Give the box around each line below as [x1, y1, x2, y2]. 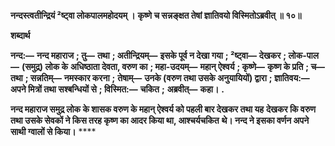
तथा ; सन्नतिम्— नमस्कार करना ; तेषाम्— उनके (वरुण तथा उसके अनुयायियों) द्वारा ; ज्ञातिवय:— [10, 72, 310, 84]
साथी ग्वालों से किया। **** [10, 126, 97, 137]
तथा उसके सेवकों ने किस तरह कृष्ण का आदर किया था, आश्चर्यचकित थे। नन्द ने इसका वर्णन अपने [10, 115, 310, 126]
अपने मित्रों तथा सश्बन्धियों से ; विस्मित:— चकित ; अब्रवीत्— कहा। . [10, 83, 225, 95]
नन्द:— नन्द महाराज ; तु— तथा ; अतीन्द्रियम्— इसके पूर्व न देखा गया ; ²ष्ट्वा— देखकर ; [10, 50, 287, 61]
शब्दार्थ [10, 30, 31, 41]
